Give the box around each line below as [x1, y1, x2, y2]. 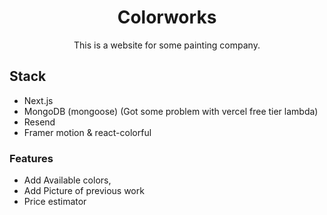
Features [9, 151, 54, 165]
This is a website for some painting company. [73, 39, 261, 51]
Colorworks [117, 6, 217, 29]
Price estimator [23, 196, 87, 208]
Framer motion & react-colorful [23, 126, 152, 138]
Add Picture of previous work [23, 185, 145, 197]
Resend [23, 116, 56, 128]
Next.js [23, 94, 54, 106]
